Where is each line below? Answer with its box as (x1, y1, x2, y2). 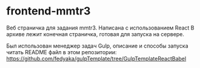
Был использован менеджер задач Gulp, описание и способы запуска (6, 42, 189, 49)
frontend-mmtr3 (6, 4, 91, 18)
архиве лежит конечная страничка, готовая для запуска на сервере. (6, 30, 185, 37)
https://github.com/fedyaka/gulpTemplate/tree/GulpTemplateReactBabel (6, 55, 187, 62)
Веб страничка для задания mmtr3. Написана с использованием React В (6, 24, 195, 31)
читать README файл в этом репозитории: (6, 48, 117, 55)
